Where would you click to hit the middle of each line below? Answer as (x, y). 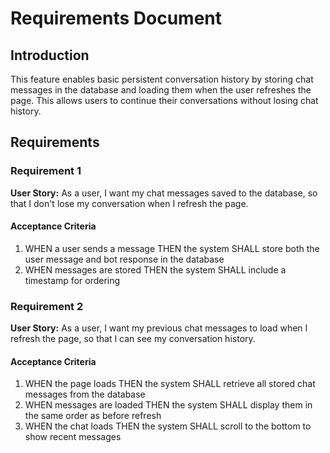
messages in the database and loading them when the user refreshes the (161, 90)
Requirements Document (116, 18)
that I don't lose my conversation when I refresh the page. (129, 203)
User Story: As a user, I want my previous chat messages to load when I (159, 328)
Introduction (50, 55)
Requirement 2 (47, 306)
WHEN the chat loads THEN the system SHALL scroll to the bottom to (168, 426)
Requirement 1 (46, 171)
